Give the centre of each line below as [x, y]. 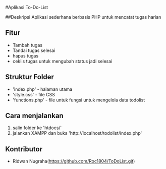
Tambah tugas [27, 45]
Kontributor [24, 149]
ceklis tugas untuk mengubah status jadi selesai [62, 61]
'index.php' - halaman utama [42, 89]
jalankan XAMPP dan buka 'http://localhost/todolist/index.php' [77, 133]
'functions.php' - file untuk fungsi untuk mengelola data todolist [79, 100]
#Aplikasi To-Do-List [27, 7]
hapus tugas [25, 55]
